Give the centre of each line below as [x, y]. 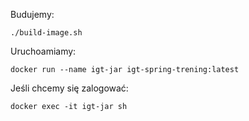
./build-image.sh [46, 33]
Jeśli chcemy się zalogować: [69, 88]
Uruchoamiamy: [43, 51]
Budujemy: [32, 14]
